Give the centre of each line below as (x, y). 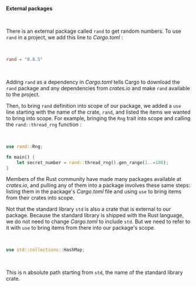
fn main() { (20, 157)
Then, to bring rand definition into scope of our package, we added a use (94, 105)
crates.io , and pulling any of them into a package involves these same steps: (98, 185)
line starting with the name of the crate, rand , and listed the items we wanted (98, 112)
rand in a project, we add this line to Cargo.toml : (65, 37)
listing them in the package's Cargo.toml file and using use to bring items (94, 192)
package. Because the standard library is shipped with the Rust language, (95, 216)
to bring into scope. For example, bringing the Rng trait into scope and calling (98, 118)
